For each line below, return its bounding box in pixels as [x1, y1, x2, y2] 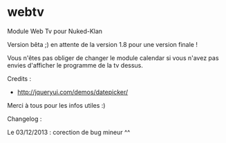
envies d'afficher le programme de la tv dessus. [7, 61, 144, 69]
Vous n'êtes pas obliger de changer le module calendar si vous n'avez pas [7, 53, 219, 62]
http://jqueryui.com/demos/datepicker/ [17, 88, 129, 96]
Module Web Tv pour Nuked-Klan [7, 27, 102, 35]
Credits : [7, 74, 32, 83]
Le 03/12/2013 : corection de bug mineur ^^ [7, 128, 131, 136]
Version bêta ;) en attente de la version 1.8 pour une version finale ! [7, 40, 198, 48]
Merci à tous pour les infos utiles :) [7, 101, 106, 109]
